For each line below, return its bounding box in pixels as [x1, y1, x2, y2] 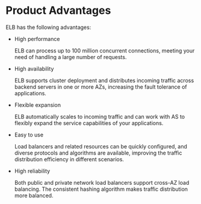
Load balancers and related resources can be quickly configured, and [14, 142, 188, 150]
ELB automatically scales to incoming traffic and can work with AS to [14, 113, 185, 120]
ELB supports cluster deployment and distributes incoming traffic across [14, 77, 194, 84]
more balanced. [14, 191, 54, 199]
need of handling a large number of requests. [14, 53, 127, 60]
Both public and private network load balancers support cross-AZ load [14, 179, 190, 186]
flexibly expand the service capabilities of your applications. [14, 119, 164, 127]
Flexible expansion [14, 101, 61, 109]
